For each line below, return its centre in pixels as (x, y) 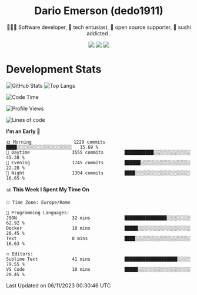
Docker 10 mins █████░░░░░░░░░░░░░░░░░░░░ (98, 228)
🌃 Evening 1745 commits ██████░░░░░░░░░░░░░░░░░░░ (98, 163)
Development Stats (54, 69)
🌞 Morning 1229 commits (56, 142)
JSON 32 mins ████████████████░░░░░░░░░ (98, 218)
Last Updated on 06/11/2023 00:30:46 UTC (59, 285)
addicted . (99, 33)
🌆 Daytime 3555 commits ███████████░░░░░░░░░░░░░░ (98, 152)
